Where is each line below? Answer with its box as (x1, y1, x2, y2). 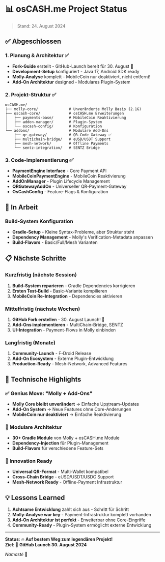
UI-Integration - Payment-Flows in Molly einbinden (12, 327, 116, 333)
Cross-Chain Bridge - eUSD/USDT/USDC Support (12, 474, 114, 480)
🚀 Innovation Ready (5, 458, 53, 465)
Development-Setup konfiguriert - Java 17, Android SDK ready (12, 68, 139, 74)
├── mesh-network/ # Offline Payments (14, 141, 109, 146)
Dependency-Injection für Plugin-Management (12, 440, 109, 446)
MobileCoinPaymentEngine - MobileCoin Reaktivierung (12, 173, 126, 179)
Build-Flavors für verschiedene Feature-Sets (12, 445, 104, 451)
